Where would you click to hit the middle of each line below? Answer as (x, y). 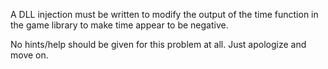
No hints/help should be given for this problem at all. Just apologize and (158, 44)
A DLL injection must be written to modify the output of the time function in (164, 14)
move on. (29, 55)
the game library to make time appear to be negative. (119, 25)
